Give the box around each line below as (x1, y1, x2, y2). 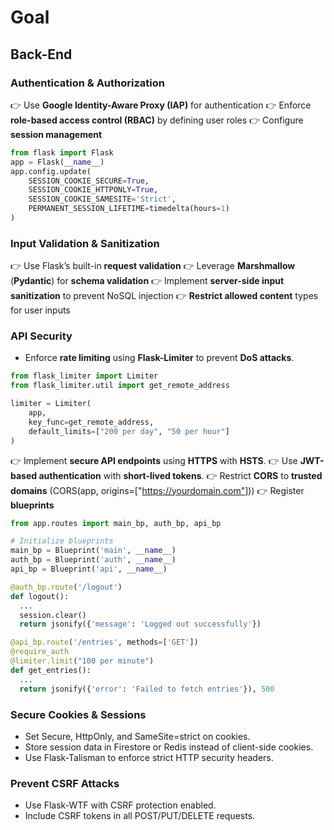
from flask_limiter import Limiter (10, 371, 159, 381)
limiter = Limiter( (10, 399, 92, 409)
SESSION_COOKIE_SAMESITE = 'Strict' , (28, 194, 177, 205)
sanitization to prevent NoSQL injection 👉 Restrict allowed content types (10, 290, 319, 302)
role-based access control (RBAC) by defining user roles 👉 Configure (10, 114, 304, 126)
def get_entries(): (10, 665, 92, 675)
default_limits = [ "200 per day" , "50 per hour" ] (28, 426, 230, 436)
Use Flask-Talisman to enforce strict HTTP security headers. (24, 751, 274, 763)
